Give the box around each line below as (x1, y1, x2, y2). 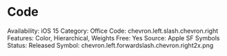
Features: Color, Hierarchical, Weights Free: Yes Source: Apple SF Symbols (7, 33, 220, 42)
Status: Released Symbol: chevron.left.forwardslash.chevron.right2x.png (7, 41, 214, 49)
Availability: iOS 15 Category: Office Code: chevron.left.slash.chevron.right (7, 27, 219, 35)
